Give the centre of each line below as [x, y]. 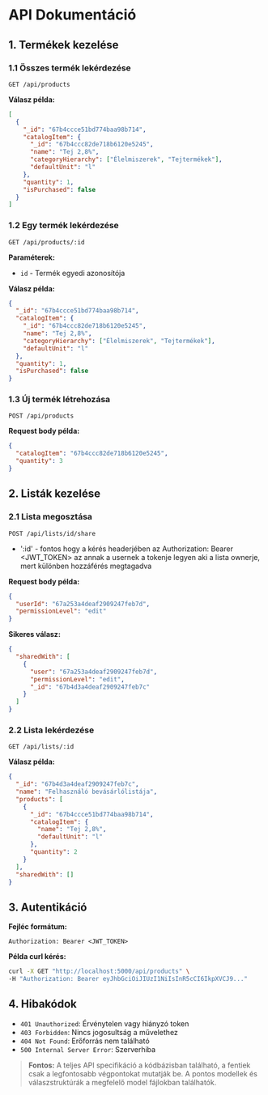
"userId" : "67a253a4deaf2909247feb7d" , [83, 604]
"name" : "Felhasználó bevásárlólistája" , [87, 792]
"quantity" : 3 [39, 461]
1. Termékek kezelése [64, 45]
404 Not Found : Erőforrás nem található [85, 1041]
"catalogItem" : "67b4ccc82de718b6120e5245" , [92, 454]
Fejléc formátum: [38, 927]
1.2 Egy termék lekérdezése [64, 226]
